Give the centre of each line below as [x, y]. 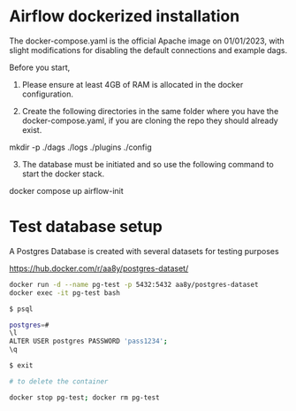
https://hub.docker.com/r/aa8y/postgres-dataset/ [99, 268]
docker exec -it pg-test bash [65, 293]
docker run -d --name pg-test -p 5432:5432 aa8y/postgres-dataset [134, 284]
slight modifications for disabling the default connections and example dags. [148, 50]
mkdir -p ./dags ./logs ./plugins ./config [80, 147]
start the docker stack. [63, 174]
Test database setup [86, 227]
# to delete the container [59, 381]
